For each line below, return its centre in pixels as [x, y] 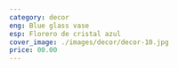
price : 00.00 [33, 50]
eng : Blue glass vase [49, 26]
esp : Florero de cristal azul [65, 34]
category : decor [39, 17]
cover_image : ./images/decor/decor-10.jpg [89, 42]
